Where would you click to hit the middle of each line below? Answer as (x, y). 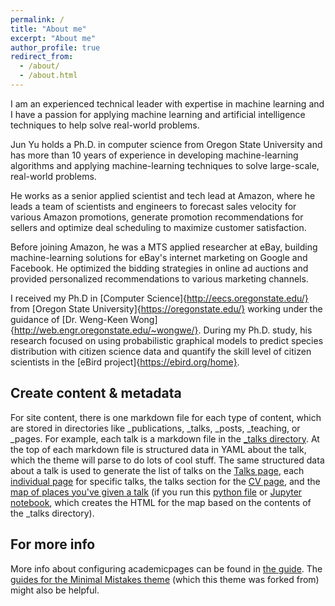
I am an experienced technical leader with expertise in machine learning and (167, 103)
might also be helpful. (55, 590)
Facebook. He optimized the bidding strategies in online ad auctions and (159, 268)
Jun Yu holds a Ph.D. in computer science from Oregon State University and (166, 144)
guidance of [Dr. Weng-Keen (69, 319)
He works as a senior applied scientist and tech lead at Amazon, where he (163, 195)
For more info (53, 544)
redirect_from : (42, 57)
